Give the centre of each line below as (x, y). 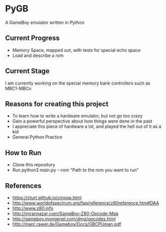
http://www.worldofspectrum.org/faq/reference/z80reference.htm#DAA (86, 203)
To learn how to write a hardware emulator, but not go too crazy (77, 116)
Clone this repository (34, 165)
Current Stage (28, 71)
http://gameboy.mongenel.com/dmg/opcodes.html (64, 219)
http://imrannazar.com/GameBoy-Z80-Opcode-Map (65, 214)
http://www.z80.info (33, 208)
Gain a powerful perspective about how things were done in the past (82, 121)
